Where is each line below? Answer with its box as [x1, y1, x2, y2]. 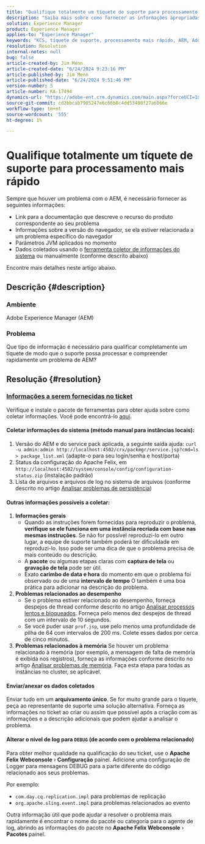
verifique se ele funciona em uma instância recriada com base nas [24, 525, 196, 533]
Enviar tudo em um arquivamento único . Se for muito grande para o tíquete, [6, 695, 198, 703]
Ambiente [6, 300, 37, 309]
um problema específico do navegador [15, 233, 113, 240]
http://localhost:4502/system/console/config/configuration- [15, 466, 174, 473]
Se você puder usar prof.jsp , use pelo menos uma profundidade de [24, 623, 196, 630]
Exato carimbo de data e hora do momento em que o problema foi [24, 571, 191, 578]
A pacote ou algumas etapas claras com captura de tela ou [24, 558, 174, 565]
